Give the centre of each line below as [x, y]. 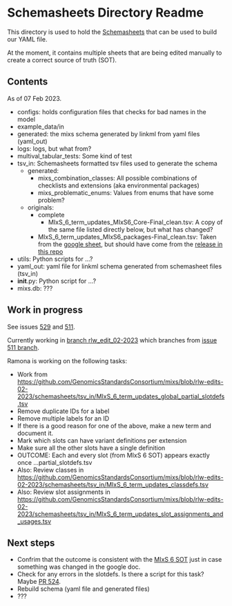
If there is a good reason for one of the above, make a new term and [114, 425]
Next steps [31, 543]
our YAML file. [27, 39]
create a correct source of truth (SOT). [62, 59]
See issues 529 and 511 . [41, 327]
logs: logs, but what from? [54, 148]
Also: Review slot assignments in [64, 492]
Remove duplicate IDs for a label [63, 411]
